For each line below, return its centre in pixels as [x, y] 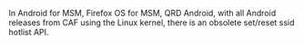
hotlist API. [29, 32]
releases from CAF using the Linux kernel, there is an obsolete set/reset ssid [152, 22]
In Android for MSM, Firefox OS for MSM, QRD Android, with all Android [142, 13]
